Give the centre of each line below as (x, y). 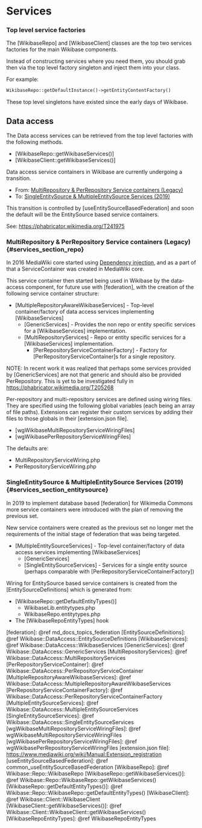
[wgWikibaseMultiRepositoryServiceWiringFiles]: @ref (74, 728)
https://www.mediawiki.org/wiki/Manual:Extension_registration (84, 754)
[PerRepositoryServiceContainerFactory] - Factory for (100, 350)
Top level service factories (46, 30)
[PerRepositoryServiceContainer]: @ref (55, 664)
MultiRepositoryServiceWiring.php (58, 460)
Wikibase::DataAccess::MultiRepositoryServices (66, 658)
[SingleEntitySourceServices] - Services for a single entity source (106, 565)
